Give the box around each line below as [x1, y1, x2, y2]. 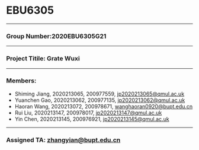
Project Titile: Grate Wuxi [6, 55, 80, 63]
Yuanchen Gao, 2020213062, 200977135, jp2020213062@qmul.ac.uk [14, 96, 185, 104]
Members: [6, 76, 37, 85]
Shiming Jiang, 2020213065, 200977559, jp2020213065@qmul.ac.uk [14, 90, 185, 97]
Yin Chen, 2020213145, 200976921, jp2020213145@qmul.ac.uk [14, 115, 170, 122]
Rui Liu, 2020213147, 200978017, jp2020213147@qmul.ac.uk [14, 109, 162, 116]
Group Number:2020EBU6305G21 [6, 32, 107, 40]
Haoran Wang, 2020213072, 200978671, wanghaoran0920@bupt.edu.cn [14, 103, 193, 110]
